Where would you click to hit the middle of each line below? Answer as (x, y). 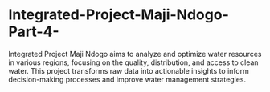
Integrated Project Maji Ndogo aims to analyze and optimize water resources (135, 54)
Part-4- (34, 32)
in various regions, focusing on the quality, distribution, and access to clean (133, 62)
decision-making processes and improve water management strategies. (127, 79)
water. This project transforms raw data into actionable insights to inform (129, 70)
